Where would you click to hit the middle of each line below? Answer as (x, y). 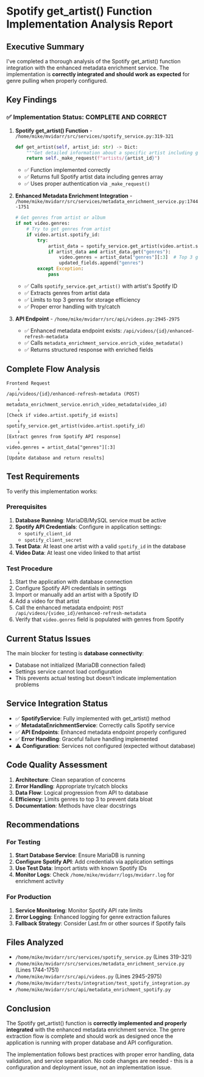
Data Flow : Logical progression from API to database (82, 792)
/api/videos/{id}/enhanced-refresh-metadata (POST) (73, 394)
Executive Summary (45, 47)
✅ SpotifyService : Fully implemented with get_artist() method (93, 718)
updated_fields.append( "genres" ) (101, 263)
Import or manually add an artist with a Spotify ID (77, 595)
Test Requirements (43, 477)
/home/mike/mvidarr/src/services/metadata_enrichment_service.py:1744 (107, 202)
